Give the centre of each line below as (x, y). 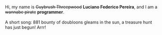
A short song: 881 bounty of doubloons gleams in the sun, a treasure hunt (79, 22)
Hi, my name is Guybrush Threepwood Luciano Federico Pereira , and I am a (81, 7)
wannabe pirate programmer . (35, 12)
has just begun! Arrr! (25, 27)
